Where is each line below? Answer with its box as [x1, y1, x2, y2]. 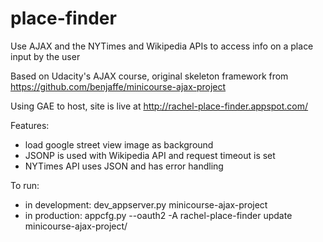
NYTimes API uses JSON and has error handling [24, 160, 224, 172]
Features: [10, 119, 50, 131]
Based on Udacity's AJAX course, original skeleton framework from [10, 70, 289, 82]
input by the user [10, 50, 81, 62]
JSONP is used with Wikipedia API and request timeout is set [24, 149, 276, 161]
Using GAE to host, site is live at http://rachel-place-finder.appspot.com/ [10, 100, 309, 112]
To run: [10, 179, 40, 191]
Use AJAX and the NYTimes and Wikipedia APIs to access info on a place [10, 40, 314, 52]
